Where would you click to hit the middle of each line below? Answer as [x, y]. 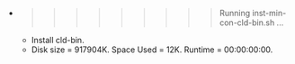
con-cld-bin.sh [247, 23]
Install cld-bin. [58, 40]
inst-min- [269, 13]
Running [235, 13]
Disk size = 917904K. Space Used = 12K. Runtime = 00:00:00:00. [152, 50]
